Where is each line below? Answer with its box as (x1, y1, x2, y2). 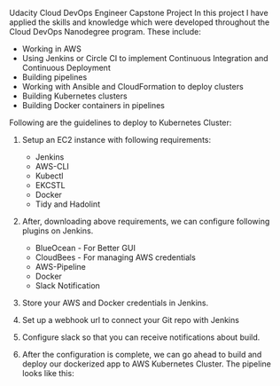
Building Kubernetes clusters (21, 91, 128, 101)
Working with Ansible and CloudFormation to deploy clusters (21, 82, 244, 91)
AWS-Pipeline (35, 262, 86, 272)
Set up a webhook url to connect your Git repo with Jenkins (21, 315, 239, 325)
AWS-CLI (35, 161, 69, 171)
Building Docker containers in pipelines (21, 100, 166, 110)
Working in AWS (21, 43, 82, 54)
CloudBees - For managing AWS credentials (35, 252, 197, 263)
